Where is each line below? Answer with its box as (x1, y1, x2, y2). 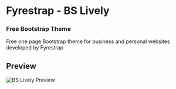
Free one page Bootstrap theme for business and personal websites (6, 38, 170, 45)
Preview (6, 61, 37, 71)
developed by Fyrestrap (6, 44, 63, 51)
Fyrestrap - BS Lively (6, 4, 110, 17)
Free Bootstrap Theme (6, 25, 72, 33)
